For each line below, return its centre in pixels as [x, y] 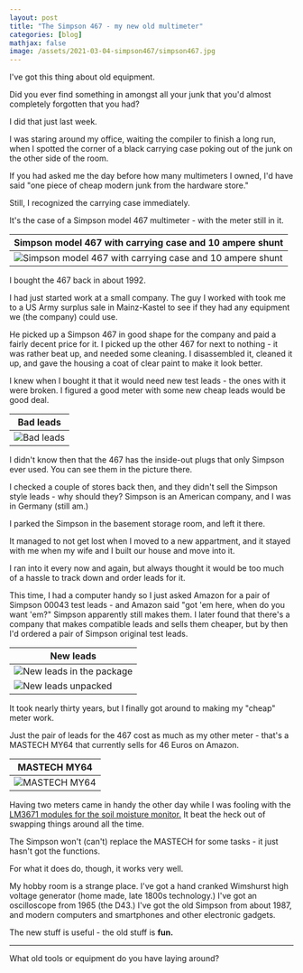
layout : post [34, 18]
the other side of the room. [59, 158]
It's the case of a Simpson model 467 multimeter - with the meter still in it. [147, 220]
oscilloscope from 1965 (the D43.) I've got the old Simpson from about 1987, [151, 905]
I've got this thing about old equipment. [82, 77]
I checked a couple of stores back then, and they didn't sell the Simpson [143, 487]
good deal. [29, 400]
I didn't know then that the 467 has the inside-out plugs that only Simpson [147, 460]
